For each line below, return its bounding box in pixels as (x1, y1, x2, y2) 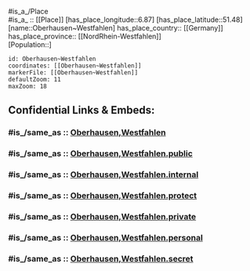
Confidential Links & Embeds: (8, 103, 155, 117)
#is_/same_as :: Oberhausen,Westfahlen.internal (8, 169, 199, 180)
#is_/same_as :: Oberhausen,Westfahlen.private (8, 211, 197, 222)
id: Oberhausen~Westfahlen (8, 55, 96, 63)
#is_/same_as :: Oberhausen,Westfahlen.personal (8, 232, 204, 243)
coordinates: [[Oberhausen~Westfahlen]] (8, 62, 143, 70)
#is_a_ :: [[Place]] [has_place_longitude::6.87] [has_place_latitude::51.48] (8, 15, 243, 24)
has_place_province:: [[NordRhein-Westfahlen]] (8, 31, 162, 41)
